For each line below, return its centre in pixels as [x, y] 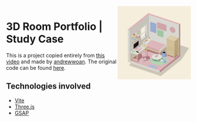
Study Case [35, 39]
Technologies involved [48, 87]
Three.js [25, 106]
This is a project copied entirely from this [55, 55]
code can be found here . [36, 67]
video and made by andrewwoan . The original [61, 62]
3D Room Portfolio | [54, 27]
